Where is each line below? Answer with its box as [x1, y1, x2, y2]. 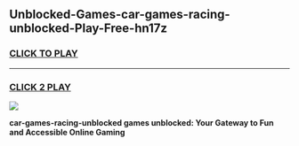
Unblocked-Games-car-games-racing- [9, 7, 230, 22]
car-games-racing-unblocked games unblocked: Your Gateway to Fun [9, 117, 274, 127]
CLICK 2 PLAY [9, 81, 71, 93]
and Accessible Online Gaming [9, 127, 125, 137]
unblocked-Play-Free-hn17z [9, 21, 167, 36]
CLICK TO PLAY [9, 48, 78, 60]
